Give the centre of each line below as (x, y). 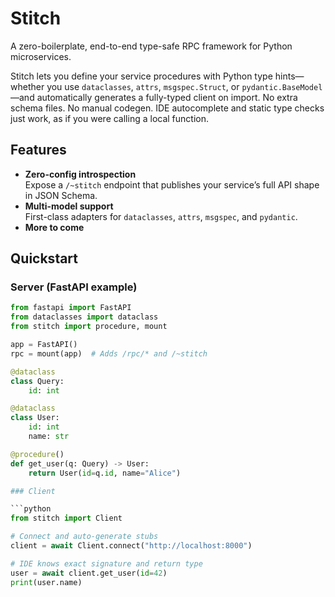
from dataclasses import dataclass (84, 317)
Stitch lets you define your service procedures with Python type (141, 76)
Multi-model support (69, 206)
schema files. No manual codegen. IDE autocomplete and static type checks (167, 108)
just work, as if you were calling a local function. (109, 118)
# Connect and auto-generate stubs (84, 537)
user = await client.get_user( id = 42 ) (89, 573)
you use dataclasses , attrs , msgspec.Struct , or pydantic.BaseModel (184, 86)
